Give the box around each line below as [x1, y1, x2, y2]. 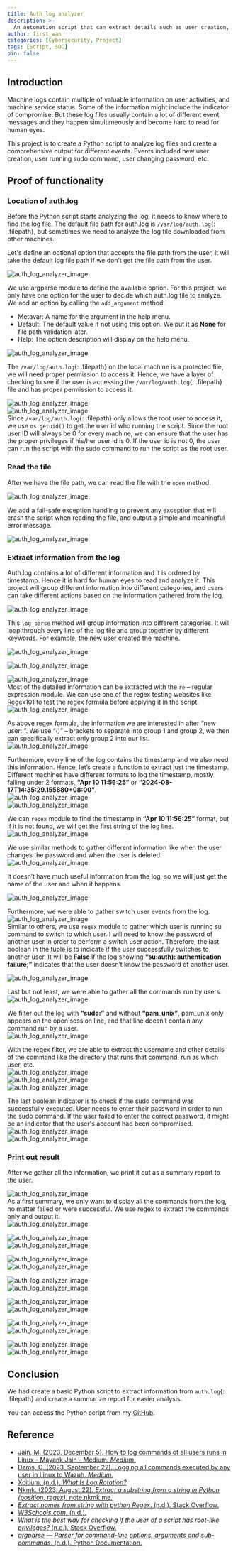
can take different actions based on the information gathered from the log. [7, 591, 225, 599]
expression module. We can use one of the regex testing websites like [7, 690, 212, 698]
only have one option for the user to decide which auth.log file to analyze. [7, 291, 222, 300]
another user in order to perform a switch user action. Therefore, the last [7, 937, 220, 945]
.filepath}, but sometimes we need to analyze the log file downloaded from [7, 227, 225, 236]
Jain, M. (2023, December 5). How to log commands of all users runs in [17, 1447, 227, 1456]
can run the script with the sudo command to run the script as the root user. [7, 445, 229, 453]
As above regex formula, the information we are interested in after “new [7, 719, 216, 727]
